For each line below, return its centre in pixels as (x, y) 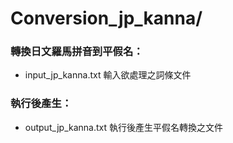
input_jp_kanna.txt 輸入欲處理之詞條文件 (108, 75)
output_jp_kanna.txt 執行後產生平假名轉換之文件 (124, 127)
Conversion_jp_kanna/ (106, 18)
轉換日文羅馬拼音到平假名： (77, 52)
